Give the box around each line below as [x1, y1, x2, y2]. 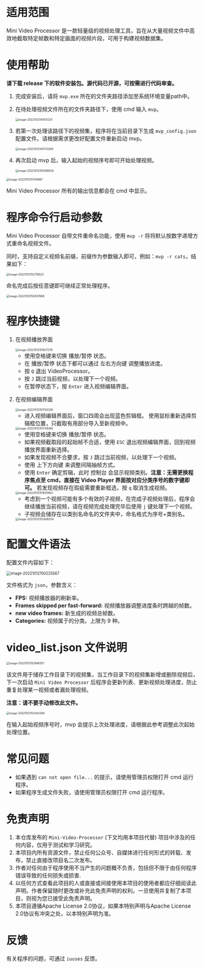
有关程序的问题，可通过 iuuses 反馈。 [6, 955, 100, 962]
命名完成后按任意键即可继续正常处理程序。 [6, 282, 113, 289]
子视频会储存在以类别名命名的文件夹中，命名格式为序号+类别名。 [24, 510, 188, 517]
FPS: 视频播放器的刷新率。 [15, 594, 82, 601]
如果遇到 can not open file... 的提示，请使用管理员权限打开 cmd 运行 [15, 773, 194, 781]
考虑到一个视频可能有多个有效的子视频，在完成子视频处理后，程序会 [24, 495, 195, 502]
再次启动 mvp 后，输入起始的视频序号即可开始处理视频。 [15, 156, 158, 163]
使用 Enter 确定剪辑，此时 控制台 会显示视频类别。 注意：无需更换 [24, 468, 189, 476]
